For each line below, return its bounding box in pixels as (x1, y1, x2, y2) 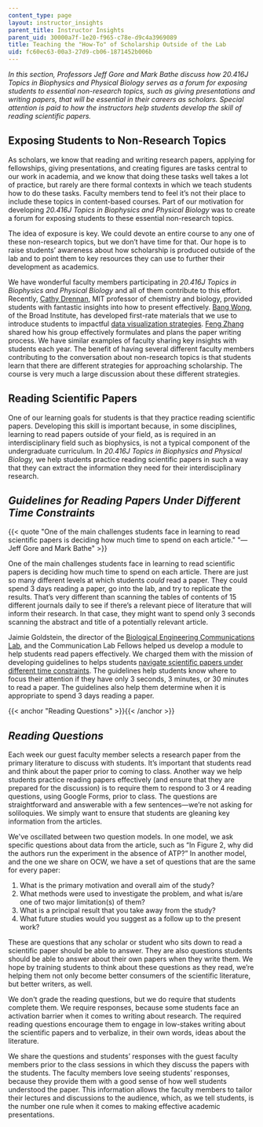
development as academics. (8, 262, 100, 271)
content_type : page (8, 11, 72, 20)
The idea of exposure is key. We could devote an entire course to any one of (8, 229, 255, 238)
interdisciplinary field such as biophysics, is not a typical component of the (8, 438, 250, 447)
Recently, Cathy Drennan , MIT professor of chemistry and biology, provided (8, 294, 253, 303)
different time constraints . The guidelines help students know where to (8, 666, 237, 676)
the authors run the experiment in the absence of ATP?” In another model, (8, 849, 247, 858)
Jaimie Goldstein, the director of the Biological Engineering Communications (8, 633, 255, 642)
